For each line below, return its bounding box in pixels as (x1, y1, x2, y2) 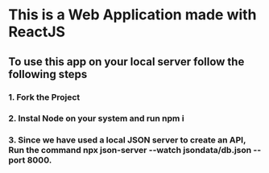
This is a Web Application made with (8, 6, 257, 24)
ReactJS (8, 23, 66, 41)
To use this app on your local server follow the (8, 55, 245, 68)
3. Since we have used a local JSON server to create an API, (8, 134, 246, 146)
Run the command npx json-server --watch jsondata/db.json (8, 145, 252, 156)
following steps (8, 67, 88, 81)
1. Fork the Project (8, 91, 81, 102)
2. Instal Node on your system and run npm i (8, 113, 184, 124)
